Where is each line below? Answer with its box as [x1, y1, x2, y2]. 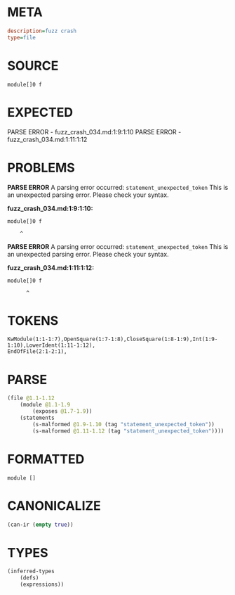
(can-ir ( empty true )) [7, 521, 74, 528]
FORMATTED [7, 451, 85, 467]
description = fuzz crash [7, 27, 77, 34]
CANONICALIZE [7, 497, 102, 513]
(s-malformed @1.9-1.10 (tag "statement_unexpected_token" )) [32, 421, 215, 428]
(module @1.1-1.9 [20, 402, 71, 409]
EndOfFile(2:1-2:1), [7, 348, 68, 355]
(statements [20, 414, 55, 421]
